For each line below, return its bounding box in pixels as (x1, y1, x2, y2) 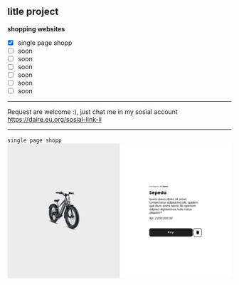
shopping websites (7, 24, 65, 33)
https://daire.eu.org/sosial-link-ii (7, 115, 102, 124)
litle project (7, 6, 59, 18)
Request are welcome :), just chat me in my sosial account (7, 108, 178, 116)
